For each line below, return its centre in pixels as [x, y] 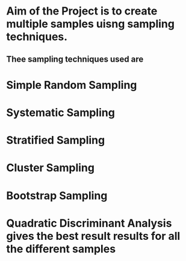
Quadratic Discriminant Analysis [89, 223]
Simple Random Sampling [72, 85]
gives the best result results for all [93, 236]
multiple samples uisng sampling [90, 24]
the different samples [61, 249]
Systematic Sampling [61, 112]
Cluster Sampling [51, 168]
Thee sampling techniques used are [75, 59]
